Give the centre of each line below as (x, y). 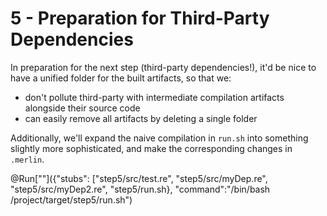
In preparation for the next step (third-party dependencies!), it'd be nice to (163, 67)
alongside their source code (82, 108)
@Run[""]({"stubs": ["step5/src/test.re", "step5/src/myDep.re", (139, 178)
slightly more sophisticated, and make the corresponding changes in (151, 148)
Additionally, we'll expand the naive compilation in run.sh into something (159, 138)
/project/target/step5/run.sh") (71, 199)
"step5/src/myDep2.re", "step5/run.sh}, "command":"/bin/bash (140, 189)
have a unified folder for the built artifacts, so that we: (121, 78)
